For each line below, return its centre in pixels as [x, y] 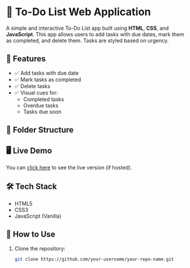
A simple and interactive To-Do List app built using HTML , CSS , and [87, 28]
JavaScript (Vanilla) [38, 216]
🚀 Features [26, 59]
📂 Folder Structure [40, 130]
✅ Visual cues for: [36, 92]
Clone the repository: [40, 248]
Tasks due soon [42, 112]
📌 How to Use [31, 234]
